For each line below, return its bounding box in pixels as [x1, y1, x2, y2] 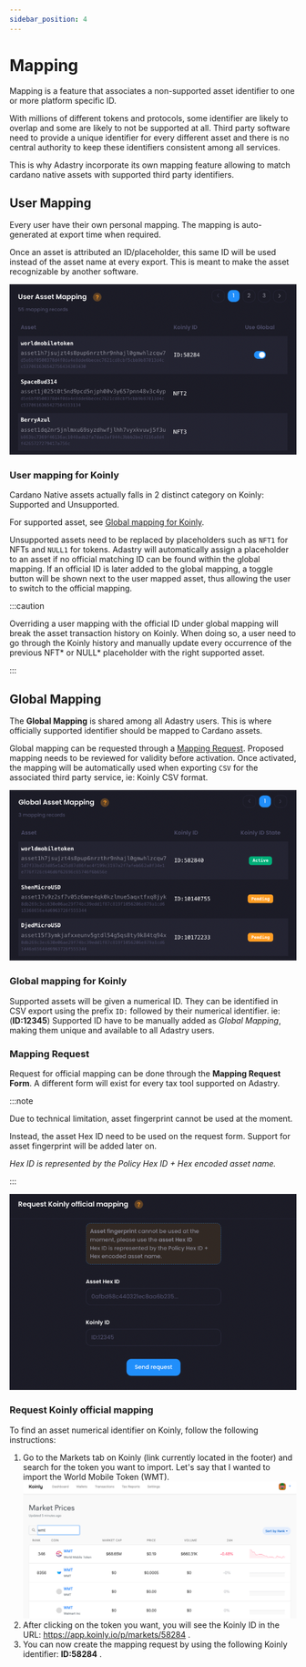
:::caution [9, 601, 46, 612]
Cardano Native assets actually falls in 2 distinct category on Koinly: [9, 489, 264, 500]
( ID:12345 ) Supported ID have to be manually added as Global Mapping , [9, 1014, 281, 1025]
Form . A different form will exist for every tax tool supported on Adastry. [9, 1077, 280, 1088]
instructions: [9, 1434, 56, 1445]
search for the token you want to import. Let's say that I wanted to [22, 1461, 270, 1472]
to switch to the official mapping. [9, 583, 133, 594]
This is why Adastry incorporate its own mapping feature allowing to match [9, 159, 291, 170]
